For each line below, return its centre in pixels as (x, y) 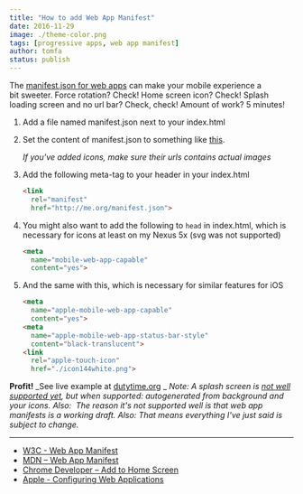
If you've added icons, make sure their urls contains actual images (147, 157)
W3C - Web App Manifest (70, 451)
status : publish (40, 60)
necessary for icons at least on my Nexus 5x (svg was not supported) (151, 235)
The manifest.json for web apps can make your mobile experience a (135, 85)
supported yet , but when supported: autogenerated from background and (147, 396)
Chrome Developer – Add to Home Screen (100, 470)
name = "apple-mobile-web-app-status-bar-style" (120, 335)
